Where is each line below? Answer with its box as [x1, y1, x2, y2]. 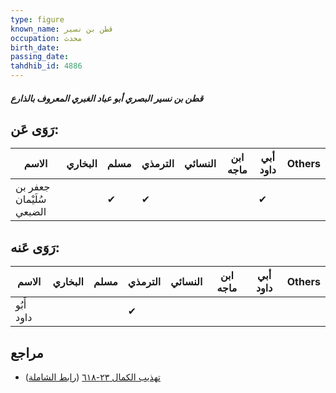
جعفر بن [15, 180, 51, 194]
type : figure [10, 14, 65, 25]
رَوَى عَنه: [10, 239, 60, 256]
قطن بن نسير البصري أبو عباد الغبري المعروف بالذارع [10, 92, 204, 104]
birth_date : [10, 42, 60, 53]
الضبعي [15, 205, 47, 219]
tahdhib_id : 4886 [10, 61, 83, 71]
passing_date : [10, 52, 70, 62]
